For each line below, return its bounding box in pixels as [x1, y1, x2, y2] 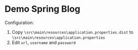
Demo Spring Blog [4, 3, 81, 15]
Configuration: [4, 20, 34, 25]
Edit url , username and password [11, 39, 76, 45]
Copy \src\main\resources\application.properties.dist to [11, 29, 134, 35]
